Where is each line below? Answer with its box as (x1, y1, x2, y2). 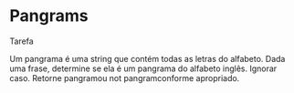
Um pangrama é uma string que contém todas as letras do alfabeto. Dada (9, 53, 286, 64)
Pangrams (9, 5, 89, 26)
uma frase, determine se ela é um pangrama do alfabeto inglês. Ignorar (9, 63, 278, 74)
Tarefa (9, 36, 34, 46)
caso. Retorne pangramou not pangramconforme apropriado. (9, 72, 240, 83)
